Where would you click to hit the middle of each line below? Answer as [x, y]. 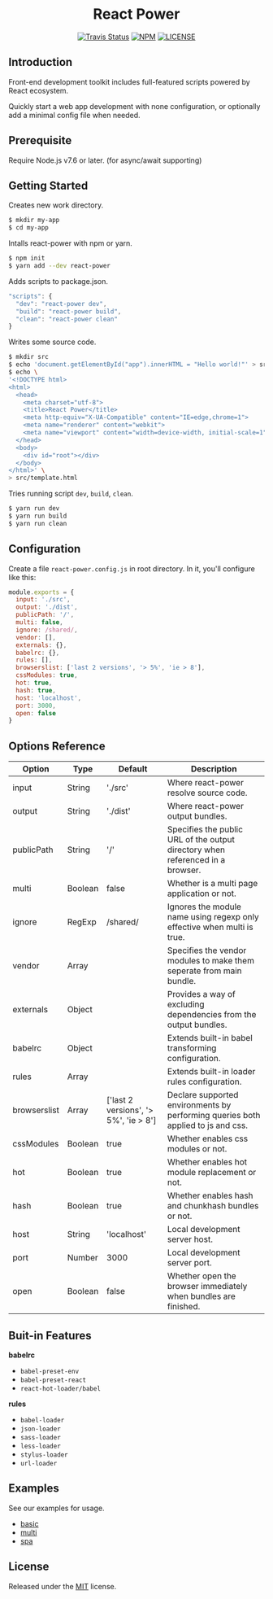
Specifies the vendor [207, 950]
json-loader [40, 1429]
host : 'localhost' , [49, 698]
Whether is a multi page [212, 884]
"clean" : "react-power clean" [67, 319]
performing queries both [214, 1116]
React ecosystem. [39, 90]
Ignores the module [204, 907]
